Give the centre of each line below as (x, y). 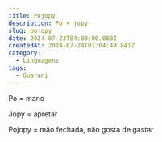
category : (25, 53)
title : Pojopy (32, 16)
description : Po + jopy (48, 23)
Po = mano (27, 98)
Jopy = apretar (33, 114)
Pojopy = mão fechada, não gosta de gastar (81, 129)
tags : (17, 68)
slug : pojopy (30, 30)
